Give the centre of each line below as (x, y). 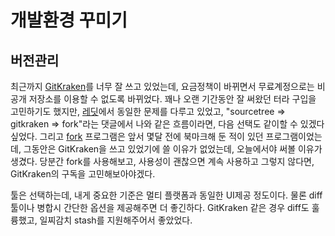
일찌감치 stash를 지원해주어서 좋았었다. (116, 220)
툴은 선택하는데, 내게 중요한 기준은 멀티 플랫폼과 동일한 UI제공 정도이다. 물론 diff (166, 195)
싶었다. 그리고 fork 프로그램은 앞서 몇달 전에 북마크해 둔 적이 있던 (137, 136)
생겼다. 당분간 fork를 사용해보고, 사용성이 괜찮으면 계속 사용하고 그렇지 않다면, (162, 161)
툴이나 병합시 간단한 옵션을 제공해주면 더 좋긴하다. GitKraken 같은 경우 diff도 (160, 207)
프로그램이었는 (294, 136)
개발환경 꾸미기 (69, 20)
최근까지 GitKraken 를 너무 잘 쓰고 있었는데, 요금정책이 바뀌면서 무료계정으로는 (162, 86)
